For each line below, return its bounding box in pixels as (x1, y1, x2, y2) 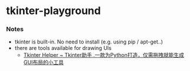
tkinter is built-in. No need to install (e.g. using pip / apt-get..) (14, 38, 164, 45)
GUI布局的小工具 (23, 59, 64, 66)
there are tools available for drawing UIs (14, 45, 112, 52)
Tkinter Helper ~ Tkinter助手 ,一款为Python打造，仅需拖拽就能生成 (23, 52, 184, 59)
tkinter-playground (6, 4, 101, 18)
